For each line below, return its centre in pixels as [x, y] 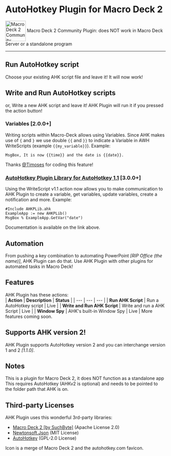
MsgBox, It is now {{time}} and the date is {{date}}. [65, 155]
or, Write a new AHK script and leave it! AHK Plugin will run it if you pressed [84, 105]
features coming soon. [29, 316]
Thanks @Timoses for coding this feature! [49, 165]
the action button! [24, 111]
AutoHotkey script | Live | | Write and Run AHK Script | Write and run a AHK [85, 305]
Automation [24, 243]
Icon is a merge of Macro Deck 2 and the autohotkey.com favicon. [75, 448]
